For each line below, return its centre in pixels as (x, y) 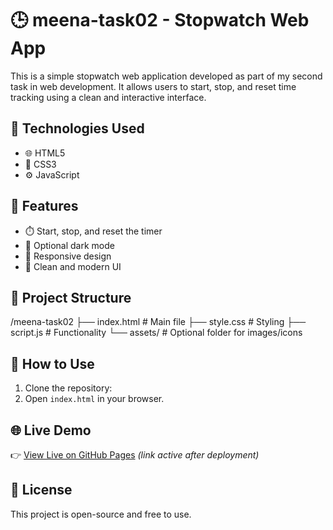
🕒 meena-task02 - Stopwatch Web (160, 20)
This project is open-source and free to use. (101, 514)
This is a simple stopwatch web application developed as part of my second (166, 76)
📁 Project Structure (71, 297)
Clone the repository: (68, 388)
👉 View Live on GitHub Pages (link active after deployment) (135, 455)
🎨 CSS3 (40, 164)
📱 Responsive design (68, 256)
